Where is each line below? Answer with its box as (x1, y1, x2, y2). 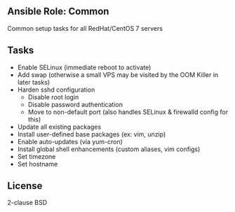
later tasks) (17, 78, 51, 86)
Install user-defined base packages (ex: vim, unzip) (17, 129, 166, 139)
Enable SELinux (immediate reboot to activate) (17, 63, 152, 71)
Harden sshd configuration (17, 85, 95, 94)
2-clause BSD (7, 199, 48, 207)
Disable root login (27, 92, 79, 101)
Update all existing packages (17, 122, 102, 131)
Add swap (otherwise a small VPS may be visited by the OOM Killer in (17, 70, 219, 79)
